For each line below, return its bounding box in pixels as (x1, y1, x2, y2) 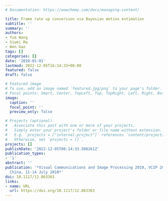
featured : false (5, 68, 39, 73)
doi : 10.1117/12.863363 (5, 174, 55, 179)
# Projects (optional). (5, 118, 55, 123)
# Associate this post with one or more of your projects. (5, 123, 135, 128)
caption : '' (9, 100, 35, 105)
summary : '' (5, 26, 30, 31)
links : (5, 179, 19, 184)
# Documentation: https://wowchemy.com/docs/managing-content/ (5, 7, 140, 13)
